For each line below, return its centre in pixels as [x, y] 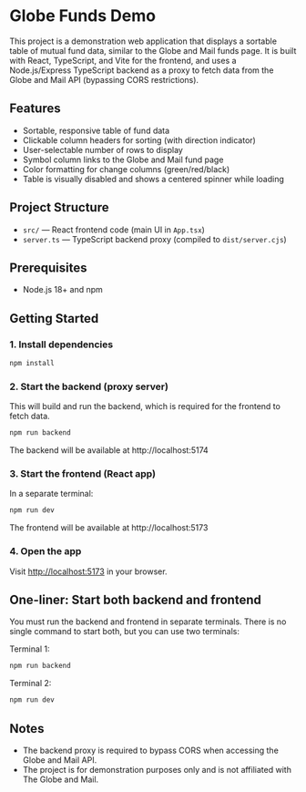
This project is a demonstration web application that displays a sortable [143, 41]
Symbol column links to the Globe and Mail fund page [123, 159]
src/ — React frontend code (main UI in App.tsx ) [113, 230]
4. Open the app [46, 551]
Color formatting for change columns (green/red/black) [126, 169]
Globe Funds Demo [83, 16]
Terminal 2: [31, 684]
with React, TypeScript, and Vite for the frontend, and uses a [123, 60]
